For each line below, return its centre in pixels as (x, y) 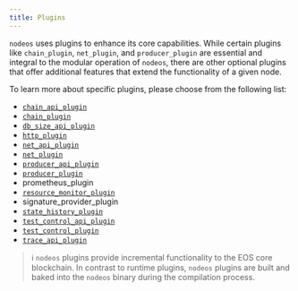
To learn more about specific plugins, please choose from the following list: (148, 89)
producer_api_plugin (60, 164)
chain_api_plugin (55, 107)
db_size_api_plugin (59, 126)
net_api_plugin (51, 145)
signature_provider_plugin (70, 201)
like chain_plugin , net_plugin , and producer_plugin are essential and (136, 52)
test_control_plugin (60, 231)
